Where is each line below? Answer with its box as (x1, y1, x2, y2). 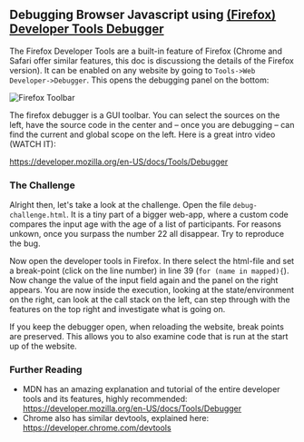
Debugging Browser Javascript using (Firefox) (9, 7, 277, 23)
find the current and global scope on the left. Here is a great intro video (9, 129, 276, 140)
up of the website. (9, 340, 77, 352)
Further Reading (9, 363, 83, 376)
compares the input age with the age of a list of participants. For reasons (9, 219, 281, 230)
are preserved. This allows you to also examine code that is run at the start (9, 331, 289, 342)
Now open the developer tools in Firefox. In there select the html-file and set (9, 256, 295, 267)
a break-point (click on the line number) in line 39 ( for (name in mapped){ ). (9, 265, 289, 276)
